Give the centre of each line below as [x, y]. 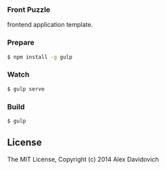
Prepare [21, 43]
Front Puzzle [29, 10]
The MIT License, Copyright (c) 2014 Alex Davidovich [83, 159]
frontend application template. [50, 25]
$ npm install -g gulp [40, 57]
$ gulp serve [26, 89]
